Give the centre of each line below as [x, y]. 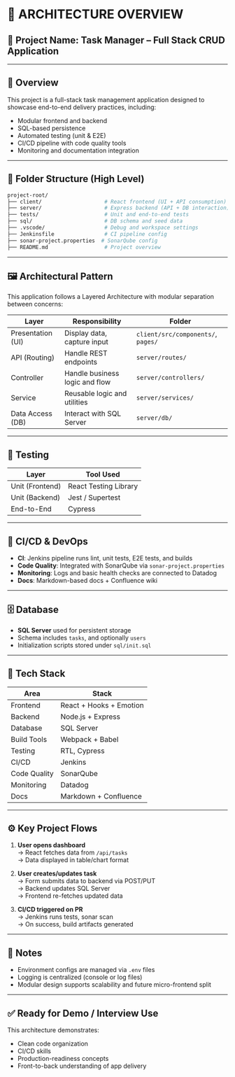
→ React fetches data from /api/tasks [72, 852]
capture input [86, 342]
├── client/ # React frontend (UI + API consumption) [117, 202]
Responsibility [97, 321]
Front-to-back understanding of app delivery [82, 1066]
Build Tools [29, 739]
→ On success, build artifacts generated [76, 924]
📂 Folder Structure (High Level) [76, 179]
